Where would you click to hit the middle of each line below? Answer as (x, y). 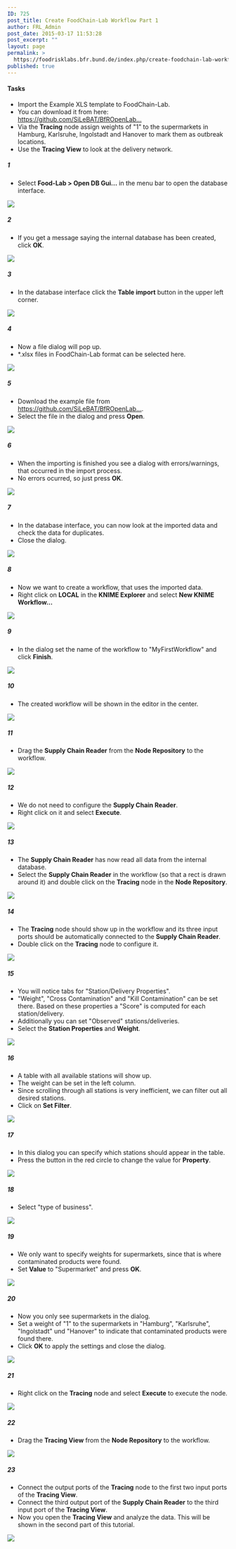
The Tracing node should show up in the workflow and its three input (118, 929)
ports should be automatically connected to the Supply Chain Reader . (119, 937)
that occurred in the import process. (70, 470)
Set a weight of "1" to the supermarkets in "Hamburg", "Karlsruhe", (114, 1324)
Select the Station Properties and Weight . (79, 1029)
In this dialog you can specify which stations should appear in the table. (121, 1153)
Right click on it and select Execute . (69, 813)
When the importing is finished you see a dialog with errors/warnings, (118, 463)
